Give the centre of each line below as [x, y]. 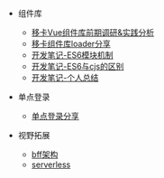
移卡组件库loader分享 [71, 44]
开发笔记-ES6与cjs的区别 [77, 66]
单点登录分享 [55, 116]
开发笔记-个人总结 [65, 78]
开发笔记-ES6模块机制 [73, 55]
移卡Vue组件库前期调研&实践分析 [93, 33]
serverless [51, 164]
